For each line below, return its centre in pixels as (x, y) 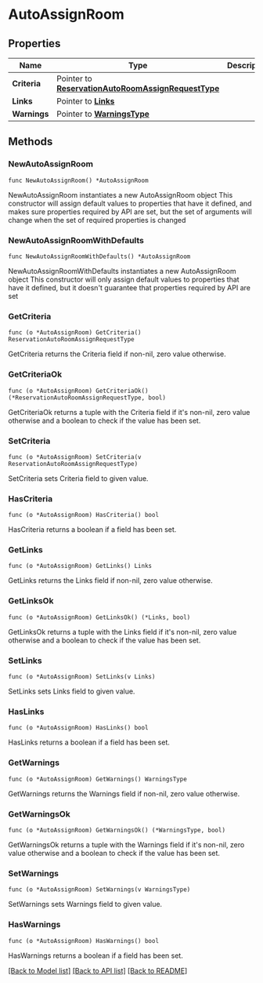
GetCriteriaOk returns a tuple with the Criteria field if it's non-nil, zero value (129, 412)
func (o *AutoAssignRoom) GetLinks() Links (80, 566)
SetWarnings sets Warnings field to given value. (85, 905)
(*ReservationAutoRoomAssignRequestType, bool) (87, 398)
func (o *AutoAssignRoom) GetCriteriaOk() (78, 391)
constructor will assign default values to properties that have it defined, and (130, 203)
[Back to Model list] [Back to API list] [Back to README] (98, 970)
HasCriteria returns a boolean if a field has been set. (92, 530)
